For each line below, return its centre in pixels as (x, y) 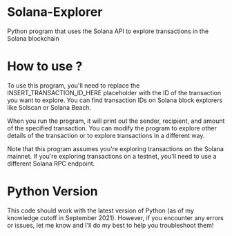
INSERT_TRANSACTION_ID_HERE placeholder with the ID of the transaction (114, 92)
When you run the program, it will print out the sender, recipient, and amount (116, 121)
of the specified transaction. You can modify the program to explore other (112, 128)
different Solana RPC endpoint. (51, 164)
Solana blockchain (33, 38)
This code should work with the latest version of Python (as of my (101, 210)
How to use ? (45, 67)
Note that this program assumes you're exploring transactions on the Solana (116, 148)
